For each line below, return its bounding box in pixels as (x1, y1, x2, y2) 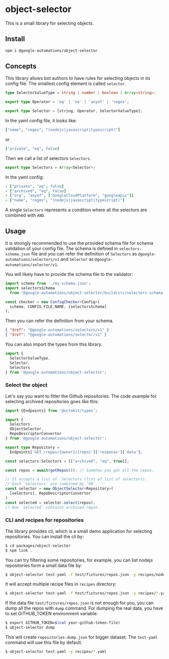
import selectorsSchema (5, 286, 55, 291)
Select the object (5, 382, 48, 389)
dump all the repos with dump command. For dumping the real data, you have (5, 605, 163, 611)
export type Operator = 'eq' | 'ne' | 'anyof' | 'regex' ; (5, 100, 129, 105)
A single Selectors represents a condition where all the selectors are (5, 207, 147, 213)
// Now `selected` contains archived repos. (5, 505, 100, 510)
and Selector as (60, 256, 94, 262)
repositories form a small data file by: (5, 562, 82, 569)
